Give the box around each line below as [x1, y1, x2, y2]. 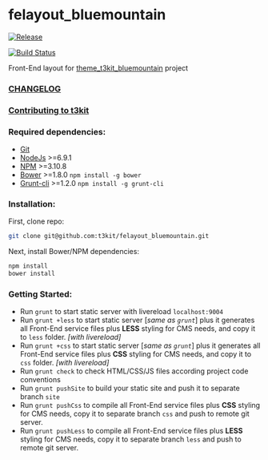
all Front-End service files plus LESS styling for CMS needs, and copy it [19, 324, 256, 333]
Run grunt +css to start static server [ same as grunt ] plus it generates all [19, 341, 261, 350]
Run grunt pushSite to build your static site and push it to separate [19, 383, 240, 393]
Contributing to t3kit [8, 104, 90, 115]
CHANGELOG [8, 83, 62, 94]
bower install [8, 270, 56, 278]
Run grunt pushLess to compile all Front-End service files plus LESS [19, 426, 243, 436]
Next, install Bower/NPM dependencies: [8, 247, 140, 256]
